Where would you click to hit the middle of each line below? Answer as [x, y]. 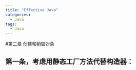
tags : [11, 24]
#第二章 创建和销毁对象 [30, 44]
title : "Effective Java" [32, 10]
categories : [18, 15]
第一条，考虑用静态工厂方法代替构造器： [69, 61]
